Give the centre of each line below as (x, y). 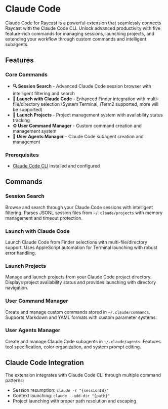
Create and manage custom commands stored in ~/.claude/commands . (78, 312)
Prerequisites (22, 155)
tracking (21, 120)
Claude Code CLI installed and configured (56, 166)
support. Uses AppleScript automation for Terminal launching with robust (81, 247)
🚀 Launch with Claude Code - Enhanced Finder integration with (79, 99)
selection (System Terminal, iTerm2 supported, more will (99, 104)
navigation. (17, 288)
